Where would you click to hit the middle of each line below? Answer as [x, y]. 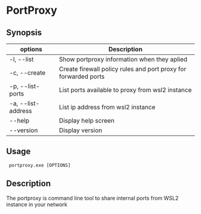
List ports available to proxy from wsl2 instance [125, 90]
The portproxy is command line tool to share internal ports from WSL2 [92, 198]
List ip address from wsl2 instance [107, 107]
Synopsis [24, 33]
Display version [81, 130]
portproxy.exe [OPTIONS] [39, 165]
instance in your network [37, 204]
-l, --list [22, 59]
